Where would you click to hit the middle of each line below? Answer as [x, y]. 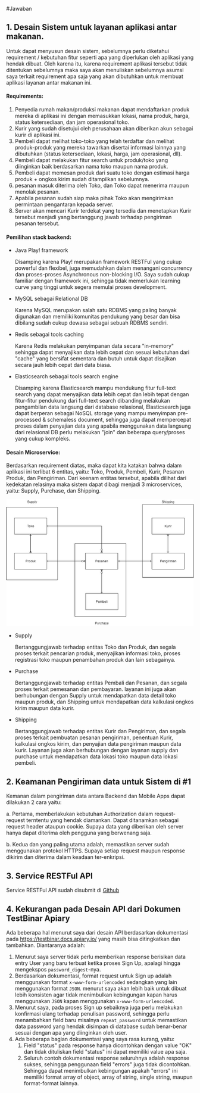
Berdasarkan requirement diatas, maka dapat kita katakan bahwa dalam [94, 465]
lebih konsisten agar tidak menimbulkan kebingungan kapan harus [96, 995]
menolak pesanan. [37, 192]
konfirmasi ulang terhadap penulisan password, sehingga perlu [92, 1013]
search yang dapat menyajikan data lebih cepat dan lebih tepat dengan [102, 394]
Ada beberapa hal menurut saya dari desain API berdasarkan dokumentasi [97, 932]
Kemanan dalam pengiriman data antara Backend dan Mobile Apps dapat [96, 796]
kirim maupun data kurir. [45, 708]
